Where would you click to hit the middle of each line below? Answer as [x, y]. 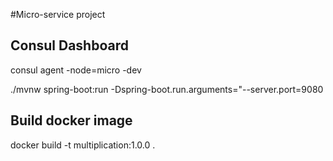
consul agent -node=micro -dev [76, 70]
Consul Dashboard [69, 45]
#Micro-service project [58, 14]
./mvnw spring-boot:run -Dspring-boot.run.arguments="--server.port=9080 [167, 89]
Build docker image [71, 120]
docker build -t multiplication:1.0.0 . [83, 145]
